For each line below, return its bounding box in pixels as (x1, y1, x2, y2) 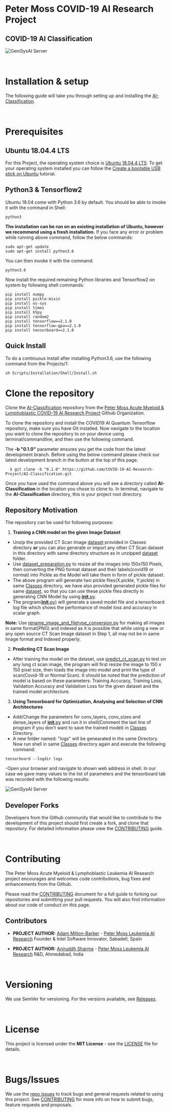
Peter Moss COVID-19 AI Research (5, 3, 154, 15)
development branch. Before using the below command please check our (5, 451, 160, 457)
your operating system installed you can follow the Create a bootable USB (5, 165, 161, 171)
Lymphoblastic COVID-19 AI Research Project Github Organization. (5, 410, 145, 416)
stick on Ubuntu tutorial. (5, 170, 56, 177)
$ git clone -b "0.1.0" (10, 467, 60, 472)
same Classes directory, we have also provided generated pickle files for (12, 583, 166, 589)
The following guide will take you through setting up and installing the (5, 93, 152, 99)
